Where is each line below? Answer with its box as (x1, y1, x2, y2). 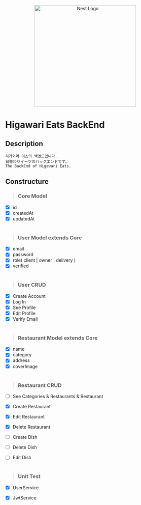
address (12, 357, 30, 363)
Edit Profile (12, 310, 36, 316)
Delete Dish (12, 444, 37, 451)
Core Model (17, 192, 47, 200)
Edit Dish (12, 455, 31, 461)
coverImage (12, 363, 38, 369)
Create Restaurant (12, 403, 51, 409)
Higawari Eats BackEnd (5, 119, 105, 131)
